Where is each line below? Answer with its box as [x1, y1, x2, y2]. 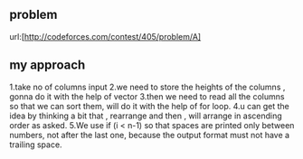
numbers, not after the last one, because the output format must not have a [9, 129, 290, 140]
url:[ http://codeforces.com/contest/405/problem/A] [9, 31, 202, 42]
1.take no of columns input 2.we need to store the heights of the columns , [9, 81, 286, 92]
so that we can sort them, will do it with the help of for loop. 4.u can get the [9, 100, 289, 111]
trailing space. [9, 139, 62, 150]
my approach [9, 58, 86, 73]
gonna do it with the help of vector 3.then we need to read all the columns [9, 90, 285, 102]
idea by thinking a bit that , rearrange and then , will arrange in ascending [9, 110, 282, 121]
